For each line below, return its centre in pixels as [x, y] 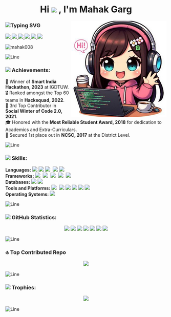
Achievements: [31, 70]
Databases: [18, 182]
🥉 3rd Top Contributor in [31, 105]
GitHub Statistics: [34, 217]
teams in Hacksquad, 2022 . [35, 100]
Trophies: [24, 287]
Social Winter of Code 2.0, [34, 111]
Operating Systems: [27, 194]
